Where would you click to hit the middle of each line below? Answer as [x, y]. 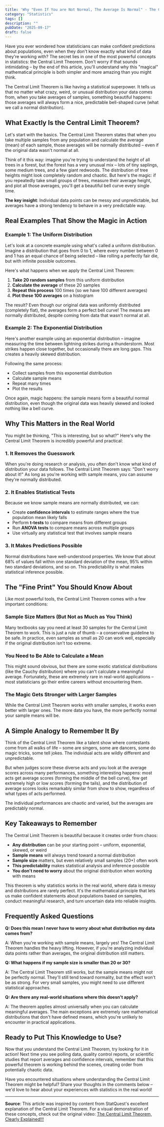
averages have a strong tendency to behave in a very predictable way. [76, 205]
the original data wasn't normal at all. [42, 150]
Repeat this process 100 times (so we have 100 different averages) [80, 290]
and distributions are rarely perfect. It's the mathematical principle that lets [80, 890]
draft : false [18, 32]
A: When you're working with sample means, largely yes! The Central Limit [80, 942]
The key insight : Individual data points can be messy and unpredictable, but [82, 200]
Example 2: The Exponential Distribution [54, 328]
